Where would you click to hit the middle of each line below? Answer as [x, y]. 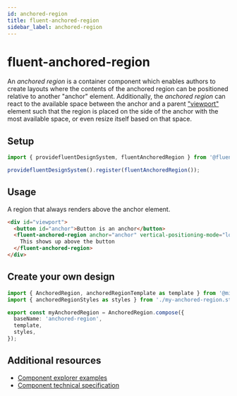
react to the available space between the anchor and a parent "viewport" [113, 104]
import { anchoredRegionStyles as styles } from [80, 300]
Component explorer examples [62, 378]
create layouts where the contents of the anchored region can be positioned [118, 89]
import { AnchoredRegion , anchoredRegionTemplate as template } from [112, 293]
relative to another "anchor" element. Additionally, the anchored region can [116, 97]
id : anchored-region [38, 14]
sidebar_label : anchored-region [55, 27]
